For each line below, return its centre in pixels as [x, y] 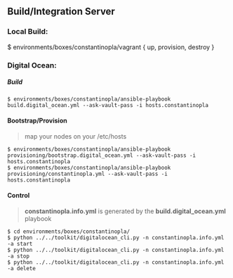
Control [19, 196]
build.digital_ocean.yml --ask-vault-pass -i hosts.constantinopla [108, 105]
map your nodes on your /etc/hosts [75, 136]
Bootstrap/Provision [38, 121]
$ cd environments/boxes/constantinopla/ [69, 232]
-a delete [22, 268]
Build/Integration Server [61, 12]
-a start [20, 244]
